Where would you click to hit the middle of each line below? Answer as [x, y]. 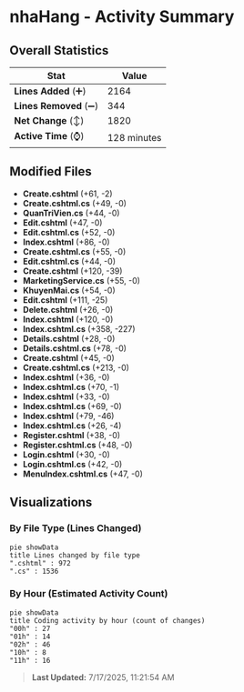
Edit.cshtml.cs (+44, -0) [69, 261]
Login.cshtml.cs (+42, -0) [72, 464]
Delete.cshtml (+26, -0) [68, 309]
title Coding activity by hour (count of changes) [107, 620]
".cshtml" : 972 [40, 563]
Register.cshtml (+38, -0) [71, 435]
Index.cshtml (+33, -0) [66, 396]
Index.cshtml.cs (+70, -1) [71, 386]
